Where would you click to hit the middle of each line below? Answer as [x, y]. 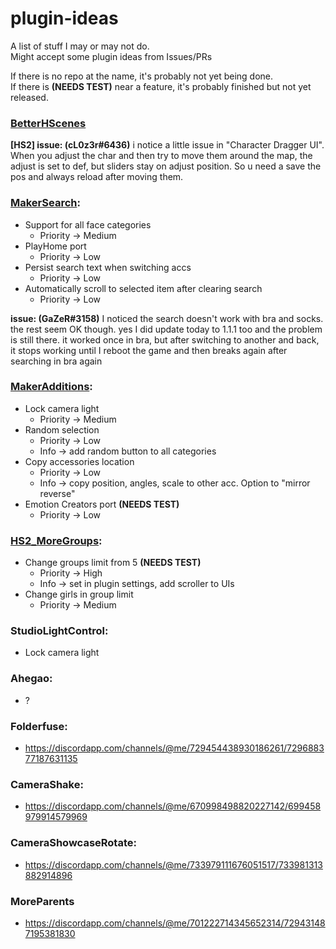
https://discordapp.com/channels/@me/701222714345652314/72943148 [175, 923]
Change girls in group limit [79, 594]
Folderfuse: [39, 726]
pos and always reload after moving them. [97, 177]
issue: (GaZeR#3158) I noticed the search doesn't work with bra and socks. [167, 318]
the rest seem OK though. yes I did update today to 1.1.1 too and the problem [166, 329]
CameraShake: [47, 784]
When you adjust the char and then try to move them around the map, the [161, 156]
